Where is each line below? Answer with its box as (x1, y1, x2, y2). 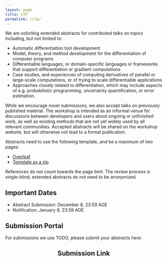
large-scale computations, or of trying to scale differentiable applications (12, 77, 163, 83)
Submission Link (57, 249, 110, 258)
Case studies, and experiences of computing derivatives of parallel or (12, 72, 156, 78)
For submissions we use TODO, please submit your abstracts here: (5, 235, 142, 241)
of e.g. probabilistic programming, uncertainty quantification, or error (12, 88, 155, 94)
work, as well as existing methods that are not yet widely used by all (5, 118, 145, 125)
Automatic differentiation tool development (12, 45, 101, 51)
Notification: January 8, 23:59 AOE (12, 207, 84, 213)
